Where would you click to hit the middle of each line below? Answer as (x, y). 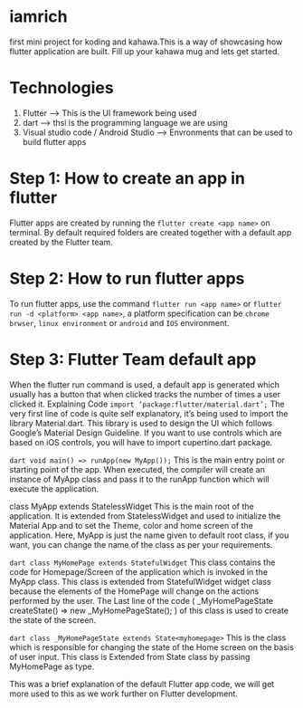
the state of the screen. (53, 620)
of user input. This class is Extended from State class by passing (130, 656)
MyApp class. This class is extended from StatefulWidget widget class (140, 581)
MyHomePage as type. (52, 666)
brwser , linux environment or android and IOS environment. (119, 322)
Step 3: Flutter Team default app (133, 359)
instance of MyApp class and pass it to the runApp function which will (139, 479)
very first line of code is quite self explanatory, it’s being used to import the (149, 413)
